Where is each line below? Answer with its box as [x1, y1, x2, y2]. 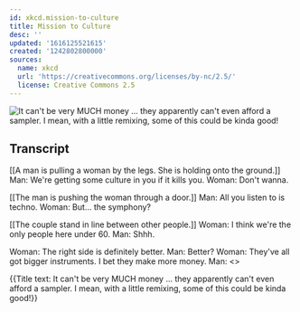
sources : [9, 55, 42, 64]
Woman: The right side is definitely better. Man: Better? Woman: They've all [9, 246, 290, 258]
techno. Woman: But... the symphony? [9, 202, 152, 213]
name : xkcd [17, 64, 59, 73]
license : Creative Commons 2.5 [17, 80, 136, 90]
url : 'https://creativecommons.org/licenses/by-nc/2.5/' [17, 72, 237, 81]
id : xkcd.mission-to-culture [9, 13, 119, 23]
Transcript [9, 141, 70, 156]
